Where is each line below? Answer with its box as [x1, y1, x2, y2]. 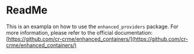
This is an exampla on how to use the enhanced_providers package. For [6, 23, 179, 30]
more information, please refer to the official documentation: [6, 29, 153, 36]
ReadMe [6, 4, 48, 17]
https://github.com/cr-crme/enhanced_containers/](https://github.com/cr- [8, 35, 189, 42]
